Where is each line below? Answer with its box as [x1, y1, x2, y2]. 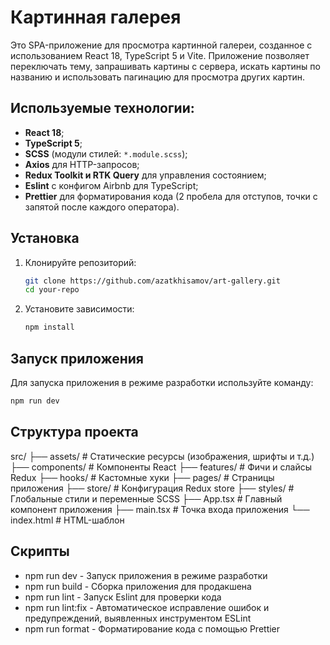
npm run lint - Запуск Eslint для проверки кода [24, 591, 222, 603]
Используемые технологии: [10, 100, 195, 117]
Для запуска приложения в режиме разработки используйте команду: [10, 377, 314, 388]
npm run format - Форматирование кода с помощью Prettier [24, 622, 281, 635]
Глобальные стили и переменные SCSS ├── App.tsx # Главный [10, 492, 283, 505]
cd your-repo [24, 285, 80, 295]
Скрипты [10, 543, 70, 560]
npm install [24, 322, 75, 333]
